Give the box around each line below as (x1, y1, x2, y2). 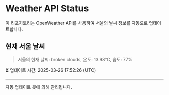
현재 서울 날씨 (5, 42, 45, 51)
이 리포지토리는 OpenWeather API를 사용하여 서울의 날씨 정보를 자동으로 (5, 20, 148, 26)
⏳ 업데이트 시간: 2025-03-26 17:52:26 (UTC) (5, 67, 96, 73)
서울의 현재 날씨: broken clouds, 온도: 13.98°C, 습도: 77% (17, 56, 133, 62)
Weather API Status (5, 3, 89, 14)
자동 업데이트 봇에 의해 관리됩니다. (5, 84, 72, 90)
